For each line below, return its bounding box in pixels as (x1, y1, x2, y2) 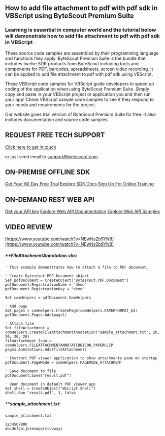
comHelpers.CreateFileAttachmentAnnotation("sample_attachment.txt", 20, (5, 330, 160, 335)
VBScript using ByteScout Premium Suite (5, 12, 134, 20)
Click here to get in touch (5, 144, 57, 150)
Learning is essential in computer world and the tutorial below (5, 27, 157, 34)
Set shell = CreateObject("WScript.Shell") (5, 386, 96, 391)
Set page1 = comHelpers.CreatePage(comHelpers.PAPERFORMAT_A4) (5, 308, 138, 313)
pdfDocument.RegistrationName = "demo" (5, 282, 87, 287)
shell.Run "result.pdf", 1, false (5, 390, 76, 395)
